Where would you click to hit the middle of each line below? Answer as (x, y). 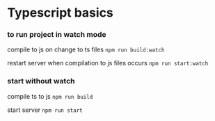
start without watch (41, 81)
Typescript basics (60, 13)
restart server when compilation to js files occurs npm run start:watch (108, 63)
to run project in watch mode (57, 35)
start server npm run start (45, 110)
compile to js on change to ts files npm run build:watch (86, 49)
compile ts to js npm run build (50, 96)
